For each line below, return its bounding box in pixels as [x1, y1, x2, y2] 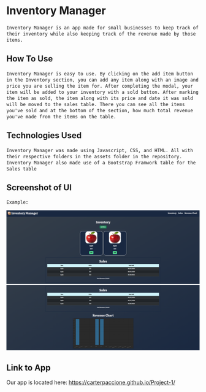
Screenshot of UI [6, 182, 72, 193]
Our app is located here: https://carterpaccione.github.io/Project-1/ [6, 379, 176, 386]
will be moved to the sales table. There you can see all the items [6, 101, 185, 107]
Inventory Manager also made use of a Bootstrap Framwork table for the [6, 159, 196, 166]
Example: [6, 199, 29, 206]
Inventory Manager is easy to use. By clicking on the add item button [6, 71, 193, 77]
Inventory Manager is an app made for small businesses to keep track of [6, 25, 199, 31]
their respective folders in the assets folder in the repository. [6, 153, 183, 159]
